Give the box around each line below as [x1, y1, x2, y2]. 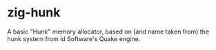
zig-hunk [7, 5, 61, 21]
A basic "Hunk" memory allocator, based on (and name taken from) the [7, 27, 209, 36]
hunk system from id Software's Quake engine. [7, 34, 141, 42]
